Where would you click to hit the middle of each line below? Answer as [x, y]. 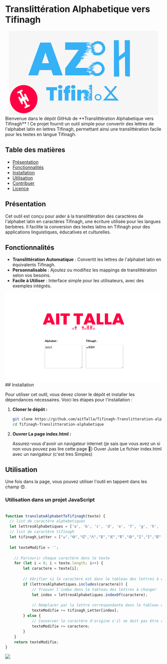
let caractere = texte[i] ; [51, 568]
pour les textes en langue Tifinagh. [41, 134]
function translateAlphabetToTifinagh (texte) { [55, 516]
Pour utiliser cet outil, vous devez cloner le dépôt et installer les [70, 394]
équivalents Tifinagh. [34, 265]
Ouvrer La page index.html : [42, 434]
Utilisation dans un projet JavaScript [50, 500]
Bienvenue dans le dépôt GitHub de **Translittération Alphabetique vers [80, 118]
